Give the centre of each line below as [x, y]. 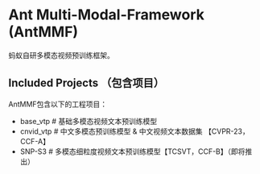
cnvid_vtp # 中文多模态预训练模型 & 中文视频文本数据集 [111, 131]
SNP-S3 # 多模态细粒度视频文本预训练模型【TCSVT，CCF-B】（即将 [132, 151]
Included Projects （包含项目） [87, 83]
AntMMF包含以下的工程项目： [58, 104]
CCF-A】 [35, 141]
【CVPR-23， [227, 131]
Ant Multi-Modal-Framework [107, 15]
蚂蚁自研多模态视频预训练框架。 [61, 55]
